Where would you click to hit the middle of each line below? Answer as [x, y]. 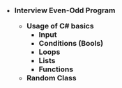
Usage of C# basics [60, 26]
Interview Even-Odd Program [65, 10]
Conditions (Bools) [71, 44]
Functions [56, 69]
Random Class [51, 78]
